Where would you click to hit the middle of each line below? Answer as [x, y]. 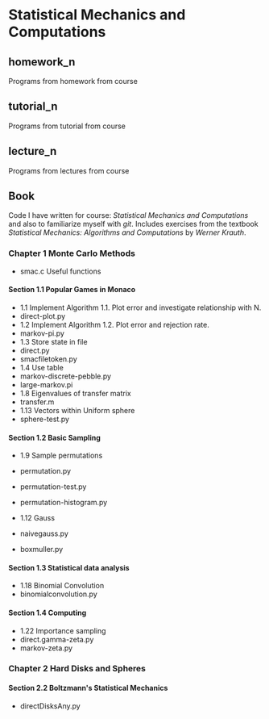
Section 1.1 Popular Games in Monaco [72, 290]
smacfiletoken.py [49, 359]
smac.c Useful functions [60, 271]
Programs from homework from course [73, 81]
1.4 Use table [42, 367]
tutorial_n [33, 107]
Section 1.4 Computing [48, 612]
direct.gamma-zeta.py [57, 639]
